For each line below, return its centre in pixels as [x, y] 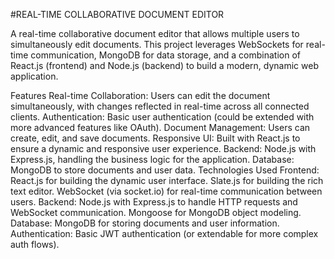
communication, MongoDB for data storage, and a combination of [165, 55]
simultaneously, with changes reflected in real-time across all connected [160, 106]
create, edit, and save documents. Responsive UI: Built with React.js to [155, 138]
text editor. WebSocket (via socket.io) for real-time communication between [166, 191]
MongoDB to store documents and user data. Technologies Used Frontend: [165, 170]
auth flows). [35, 244]
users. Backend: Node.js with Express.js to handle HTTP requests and [154, 202]
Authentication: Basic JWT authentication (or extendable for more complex [164, 233]
